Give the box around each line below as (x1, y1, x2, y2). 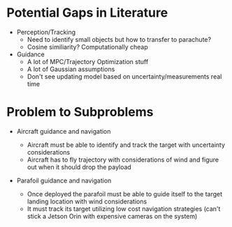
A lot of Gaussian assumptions (27, 65, 115, 73)
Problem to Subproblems (6, 104, 154, 120)
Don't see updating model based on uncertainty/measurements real (27, 72, 222, 81)
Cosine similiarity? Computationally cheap (27, 42, 148, 51)
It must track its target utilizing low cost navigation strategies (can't (27, 204, 221, 213)
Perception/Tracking (16, 28, 76, 36)
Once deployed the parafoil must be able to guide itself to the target (27, 189, 223, 198)
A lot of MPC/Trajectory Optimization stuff (27, 57, 149, 65)
